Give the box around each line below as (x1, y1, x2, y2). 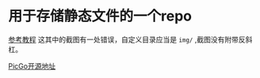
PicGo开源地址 (8, 61, 56, 71)
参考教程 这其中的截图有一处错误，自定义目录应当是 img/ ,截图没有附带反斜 (8, 35, 253, 44)
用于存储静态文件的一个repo (8, 7, 193, 25)
